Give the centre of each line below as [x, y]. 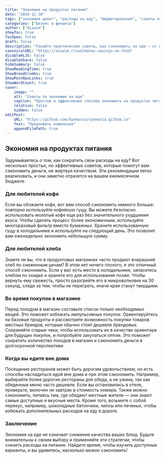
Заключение [21, 424]
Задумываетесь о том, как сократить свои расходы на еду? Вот [72, 160]
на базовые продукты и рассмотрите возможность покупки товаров [77, 320]
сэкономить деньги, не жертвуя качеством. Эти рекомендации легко [79, 171]
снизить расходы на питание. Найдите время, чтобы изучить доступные [81, 445]
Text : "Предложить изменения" [45, 124]
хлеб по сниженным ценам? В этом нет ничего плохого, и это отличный [81, 265]
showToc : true [20, 32]
